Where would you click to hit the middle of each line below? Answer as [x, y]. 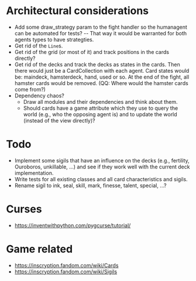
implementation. [34, 173]
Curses [24, 209]
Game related [39, 249]
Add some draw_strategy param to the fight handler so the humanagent [101, 27]
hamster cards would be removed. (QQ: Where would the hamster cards [101, 83]
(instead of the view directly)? [59, 120]
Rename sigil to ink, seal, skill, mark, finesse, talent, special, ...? [90, 185]
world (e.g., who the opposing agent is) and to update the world [100, 114]
